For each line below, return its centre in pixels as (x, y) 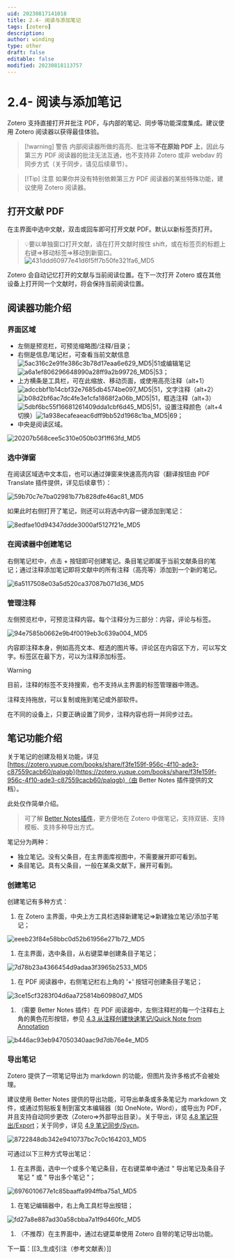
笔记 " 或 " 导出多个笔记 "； (56, 1177)
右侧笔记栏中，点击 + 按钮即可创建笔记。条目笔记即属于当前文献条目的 (109, 561)
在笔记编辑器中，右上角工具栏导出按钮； (75, 1205)
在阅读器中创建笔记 (39, 544)
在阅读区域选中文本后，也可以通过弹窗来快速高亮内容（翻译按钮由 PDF (109, 474)
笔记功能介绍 (35, 738)
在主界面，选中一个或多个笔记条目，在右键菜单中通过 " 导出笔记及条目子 (121, 1168)
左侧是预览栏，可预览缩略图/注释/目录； (75, 346)
